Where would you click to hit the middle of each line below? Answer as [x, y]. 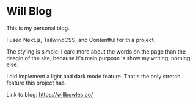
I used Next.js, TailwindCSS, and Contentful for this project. [81, 40]
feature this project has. [36, 83]
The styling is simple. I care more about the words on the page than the [96, 51]
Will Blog [29, 11]
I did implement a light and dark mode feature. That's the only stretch [93, 76]
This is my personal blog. [38, 28]
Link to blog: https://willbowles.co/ [50, 94]
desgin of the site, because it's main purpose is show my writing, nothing [98, 58]
